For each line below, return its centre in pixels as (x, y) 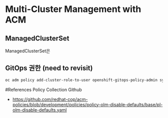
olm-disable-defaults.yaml (39, 110)
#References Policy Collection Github (43, 89)
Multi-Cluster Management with (73, 9)
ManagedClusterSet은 (28, 51)
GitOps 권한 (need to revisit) (49, 68)
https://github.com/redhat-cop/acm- (50, 99)
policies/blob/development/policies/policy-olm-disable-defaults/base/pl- (87, 104)
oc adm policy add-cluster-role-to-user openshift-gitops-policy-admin (81, 80)
